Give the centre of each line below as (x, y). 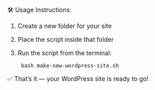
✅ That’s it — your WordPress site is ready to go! (78, 78)
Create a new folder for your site (64, 26)
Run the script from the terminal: (64, 53)
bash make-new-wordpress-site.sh (70, 66)
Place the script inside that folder (66, 39)
